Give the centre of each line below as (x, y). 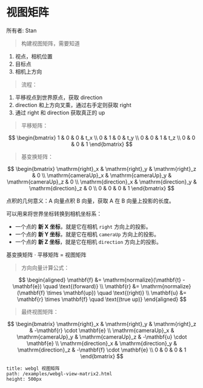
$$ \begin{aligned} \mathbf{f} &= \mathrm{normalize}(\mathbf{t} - (102, 280)
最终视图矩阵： (40, 311)
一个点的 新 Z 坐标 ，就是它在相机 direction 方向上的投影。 (88, 241)
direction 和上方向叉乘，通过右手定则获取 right (73, 105)
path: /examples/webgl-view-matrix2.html (59, 374)
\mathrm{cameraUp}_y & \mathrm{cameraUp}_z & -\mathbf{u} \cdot (102, 337)
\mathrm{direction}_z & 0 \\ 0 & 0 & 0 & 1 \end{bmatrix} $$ (102, 188)
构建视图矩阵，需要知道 (50, 43)
